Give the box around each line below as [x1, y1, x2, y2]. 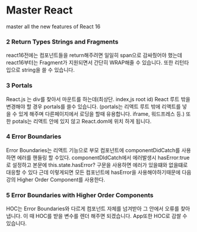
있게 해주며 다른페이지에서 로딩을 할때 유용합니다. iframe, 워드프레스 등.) [18, 110, 185, 117]
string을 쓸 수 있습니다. [21, 66, 75, 73]
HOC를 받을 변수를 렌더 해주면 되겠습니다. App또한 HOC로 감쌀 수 [35, 213, 188, 220]
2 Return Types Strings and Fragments [6, 38, 119, 46]
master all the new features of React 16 [6, 23, 101, 30]
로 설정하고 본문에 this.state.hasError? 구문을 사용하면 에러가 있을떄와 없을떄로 [6, 161, 188, 168]
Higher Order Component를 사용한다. [16, 176, 105, 183]
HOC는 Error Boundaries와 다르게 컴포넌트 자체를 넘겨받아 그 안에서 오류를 [6, 205, 179, 212]
